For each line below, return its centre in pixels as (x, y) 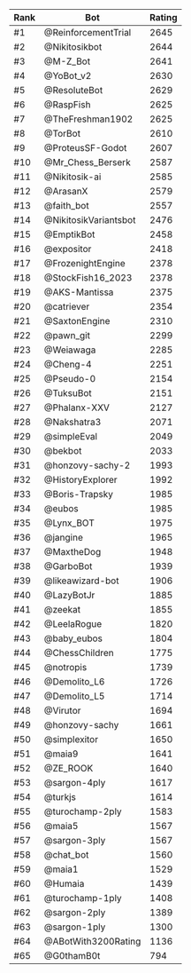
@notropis (65, 667)
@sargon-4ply (75, 783)
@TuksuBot (68, 393)
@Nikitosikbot (73, 47)
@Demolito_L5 (74, 696)
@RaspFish (67, 104)
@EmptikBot (69, 234)
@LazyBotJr (69, 595)
